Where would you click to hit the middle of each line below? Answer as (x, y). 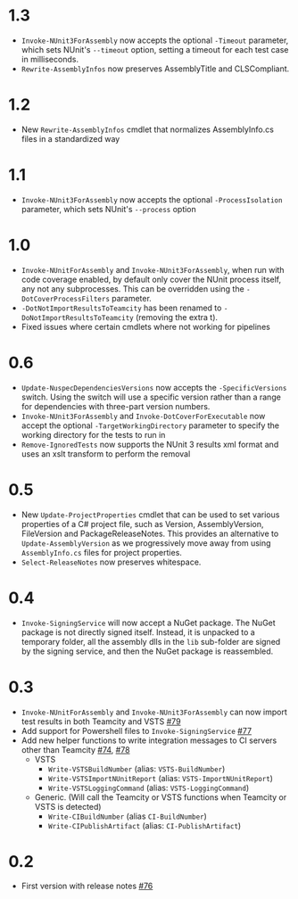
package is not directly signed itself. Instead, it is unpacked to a (138, 632)
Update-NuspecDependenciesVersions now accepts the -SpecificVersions (154, 387)
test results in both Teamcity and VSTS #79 (101, 721)
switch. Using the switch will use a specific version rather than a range (151, 397)
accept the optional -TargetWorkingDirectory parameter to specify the (150, 425)
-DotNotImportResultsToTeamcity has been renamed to (121, 308)
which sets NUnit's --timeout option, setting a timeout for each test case (155, 49)
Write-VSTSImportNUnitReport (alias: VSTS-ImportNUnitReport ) (161, 778)
